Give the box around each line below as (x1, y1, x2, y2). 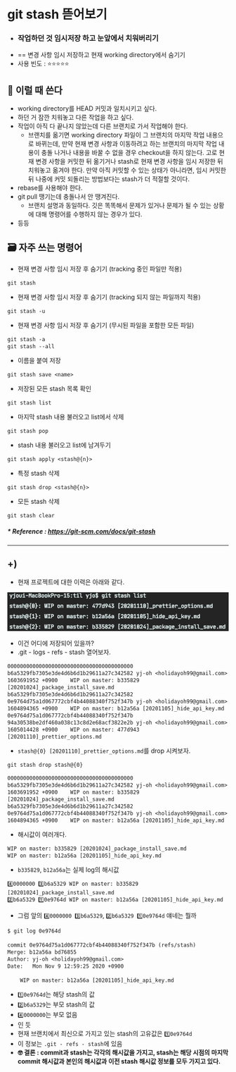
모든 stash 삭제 (17, 498, 60, 506)
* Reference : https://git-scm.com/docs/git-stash (7, 526, 156, 536)
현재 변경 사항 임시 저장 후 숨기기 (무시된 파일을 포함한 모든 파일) (17, 321, 195, 330)
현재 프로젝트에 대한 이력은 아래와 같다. (17, 577, 125, 586)
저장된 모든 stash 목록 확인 (17, 385, 92, 393)
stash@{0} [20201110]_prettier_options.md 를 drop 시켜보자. (17, 746, 191, 755)
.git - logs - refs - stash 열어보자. (17, 648, 111, 656)
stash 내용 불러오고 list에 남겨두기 (17, 441, 111, 450)
